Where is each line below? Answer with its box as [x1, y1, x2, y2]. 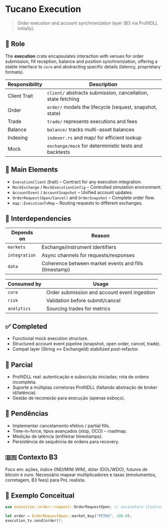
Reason [91, 232, 110, 239]
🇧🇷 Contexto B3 [5, 453, 58, 462]
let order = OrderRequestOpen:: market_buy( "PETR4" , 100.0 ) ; [5, 514, 133, 519]
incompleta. [12, 379, 37, 385]
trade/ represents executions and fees [47, 118, 138, 125]
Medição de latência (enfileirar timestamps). [12, 433, 103, 439]
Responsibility [7, 81, 42, 88]
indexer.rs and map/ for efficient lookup [47, 134, 142, 141]
